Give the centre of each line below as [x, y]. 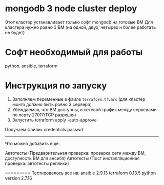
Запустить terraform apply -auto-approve [54, 120]
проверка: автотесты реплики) [37, 163]
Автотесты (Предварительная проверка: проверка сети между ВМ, [75, 153]
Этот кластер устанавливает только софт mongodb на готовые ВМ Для [79, 22]
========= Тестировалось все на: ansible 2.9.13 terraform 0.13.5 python [81, 173]
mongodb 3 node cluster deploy [71, 9]
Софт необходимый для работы [74, 52]
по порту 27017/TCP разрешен [44, 115]
